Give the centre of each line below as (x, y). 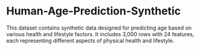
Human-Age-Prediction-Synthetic (94, 11)
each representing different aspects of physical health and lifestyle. (90, 40)
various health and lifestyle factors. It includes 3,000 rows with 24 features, (100, 34)
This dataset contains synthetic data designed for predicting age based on (99, 28)
